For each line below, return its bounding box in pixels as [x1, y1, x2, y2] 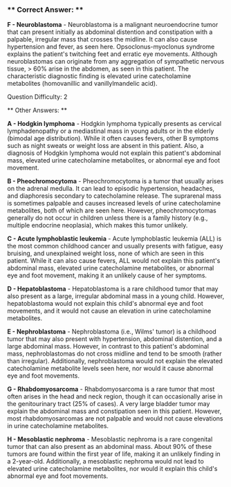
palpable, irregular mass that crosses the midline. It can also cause [7, 35, 198, 44]
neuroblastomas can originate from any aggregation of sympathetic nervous [7, 57, 225, 66]
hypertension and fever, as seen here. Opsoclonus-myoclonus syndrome [7, 43, 215, 51]
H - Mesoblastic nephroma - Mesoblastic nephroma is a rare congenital [7, 435, 213, 443]
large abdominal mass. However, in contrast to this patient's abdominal [7, 342, 210, 351]
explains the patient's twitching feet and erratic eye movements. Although [7, 50, 218, 58]
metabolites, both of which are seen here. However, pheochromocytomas [7, 206, 216, 215]
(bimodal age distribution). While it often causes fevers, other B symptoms [7, 134, 219, 143]
